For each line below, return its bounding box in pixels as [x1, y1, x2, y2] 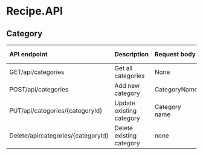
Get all [114, 64, 133, 72]
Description [114, 50, 149, 58]
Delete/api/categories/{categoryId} [9, 131, 109, 140]
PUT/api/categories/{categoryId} [9, 107, 103, 114]
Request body [154, 50, 196, 58]
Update [114, 99, 136, 107]
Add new [114, 82, 140, 90]
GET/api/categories [9, 68, 65, 76]
